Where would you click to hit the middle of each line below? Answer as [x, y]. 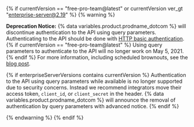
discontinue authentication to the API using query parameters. [81, 32]
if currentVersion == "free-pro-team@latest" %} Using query [88, 45]
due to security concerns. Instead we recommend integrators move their [94, 87]
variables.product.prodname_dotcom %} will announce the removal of [91, 100]
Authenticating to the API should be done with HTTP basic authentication [95, 39]
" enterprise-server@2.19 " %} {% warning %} [61, 15]
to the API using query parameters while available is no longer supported [94, 81]
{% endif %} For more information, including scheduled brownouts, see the [97, 57]
